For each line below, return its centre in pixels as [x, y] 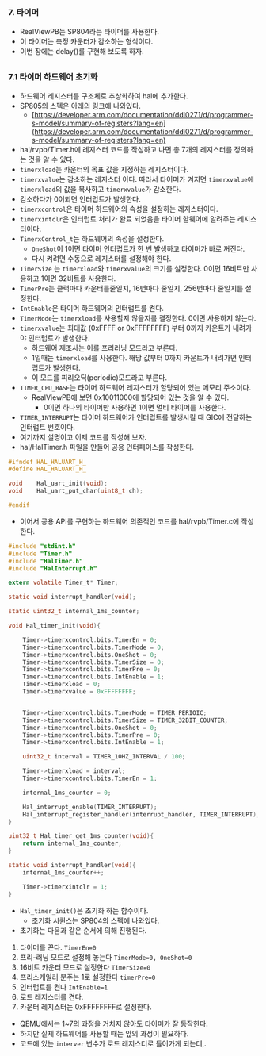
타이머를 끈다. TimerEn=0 [58, 947]
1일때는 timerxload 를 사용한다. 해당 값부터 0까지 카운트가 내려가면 [134, 357]
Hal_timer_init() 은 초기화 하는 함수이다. [84, 910]
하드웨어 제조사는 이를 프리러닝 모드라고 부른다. [104, 348]
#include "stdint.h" [42, 546]
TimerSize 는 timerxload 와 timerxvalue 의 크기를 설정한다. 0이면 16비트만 [134, 268]
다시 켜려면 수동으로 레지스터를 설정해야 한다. [101, 258]
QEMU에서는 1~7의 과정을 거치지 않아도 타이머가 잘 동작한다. [114, 1023]
